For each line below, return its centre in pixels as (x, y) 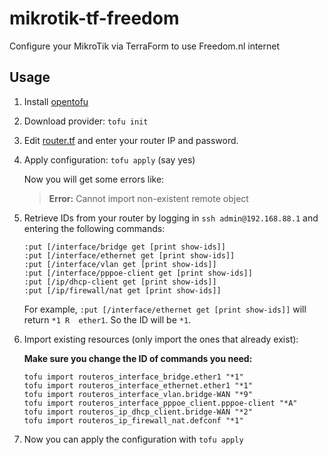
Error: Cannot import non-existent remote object (148, 198)
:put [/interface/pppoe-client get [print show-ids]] (138, 273)
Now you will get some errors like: (94, 179)
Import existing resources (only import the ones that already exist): (161, 339)
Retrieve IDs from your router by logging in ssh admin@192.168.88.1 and (171, 218)
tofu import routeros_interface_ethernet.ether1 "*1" (138, 385)
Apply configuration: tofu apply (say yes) (109, 159)
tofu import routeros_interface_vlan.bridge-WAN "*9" (138, 394)
